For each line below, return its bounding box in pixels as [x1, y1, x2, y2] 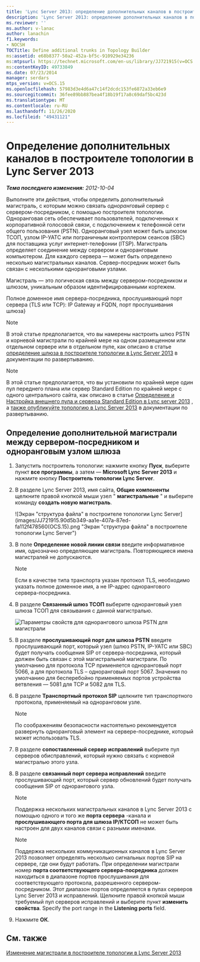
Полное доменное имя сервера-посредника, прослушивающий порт [6, 295, 183, 302]
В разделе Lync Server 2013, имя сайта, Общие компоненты [14, 486, 170, 493]
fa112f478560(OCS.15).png [14, 523, 80, 530]
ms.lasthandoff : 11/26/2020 [6, 108, 76, 114]
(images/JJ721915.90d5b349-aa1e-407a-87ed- [14, 517, 131, 524]
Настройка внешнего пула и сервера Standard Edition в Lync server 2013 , [6, 398, 193, 405]
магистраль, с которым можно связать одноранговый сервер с [6, 202, 170, 209]
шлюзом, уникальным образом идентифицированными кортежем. [6, 283, 176, 290]
